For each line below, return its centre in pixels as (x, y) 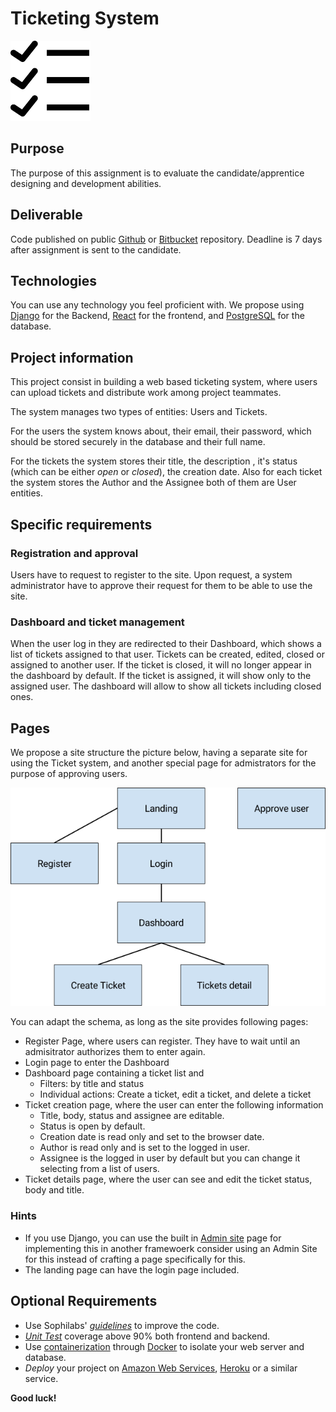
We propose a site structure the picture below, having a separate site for (159, 752)
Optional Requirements (84, 1301)
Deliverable (46, 215)
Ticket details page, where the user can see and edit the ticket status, (168, 1179)
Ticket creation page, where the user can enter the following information (174, 1105)
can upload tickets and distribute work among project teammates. (146, 393)
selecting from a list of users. (99, 1169)
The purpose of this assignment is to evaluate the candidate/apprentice (157, 173)
